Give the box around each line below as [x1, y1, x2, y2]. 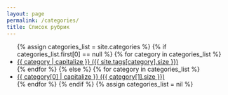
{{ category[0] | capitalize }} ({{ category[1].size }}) [16, 72, 166, 81]
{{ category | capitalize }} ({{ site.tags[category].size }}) [16, 58, 179, 66]
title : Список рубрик [6, 23, 70, 30]
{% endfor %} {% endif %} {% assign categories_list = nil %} [16, 80, 194, 89]
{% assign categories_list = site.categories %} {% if [16, 43, 167, 51]
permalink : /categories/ [6, 17, 79, 24]
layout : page [6, 10, 45, 18]
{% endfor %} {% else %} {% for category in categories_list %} [16, 65, 201, 74]
